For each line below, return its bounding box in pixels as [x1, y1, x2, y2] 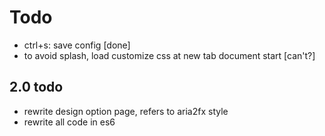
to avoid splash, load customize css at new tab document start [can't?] [23, 49, 316, 61]
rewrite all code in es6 [23, 116, 116, 128]
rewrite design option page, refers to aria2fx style [23, 105, 229, 117]
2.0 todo [9, 79, 64, 96]
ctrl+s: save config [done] [23, 39, 131, 51]
